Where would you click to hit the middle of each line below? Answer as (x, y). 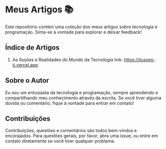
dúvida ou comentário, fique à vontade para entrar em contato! (70, 103)
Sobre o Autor (27, 81)
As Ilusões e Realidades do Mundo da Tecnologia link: (68, 60)
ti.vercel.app (25, 65)
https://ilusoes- (140, 60)
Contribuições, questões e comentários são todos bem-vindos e (71, 131)
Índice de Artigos (32, 48)
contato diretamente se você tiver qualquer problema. (60, 141)
